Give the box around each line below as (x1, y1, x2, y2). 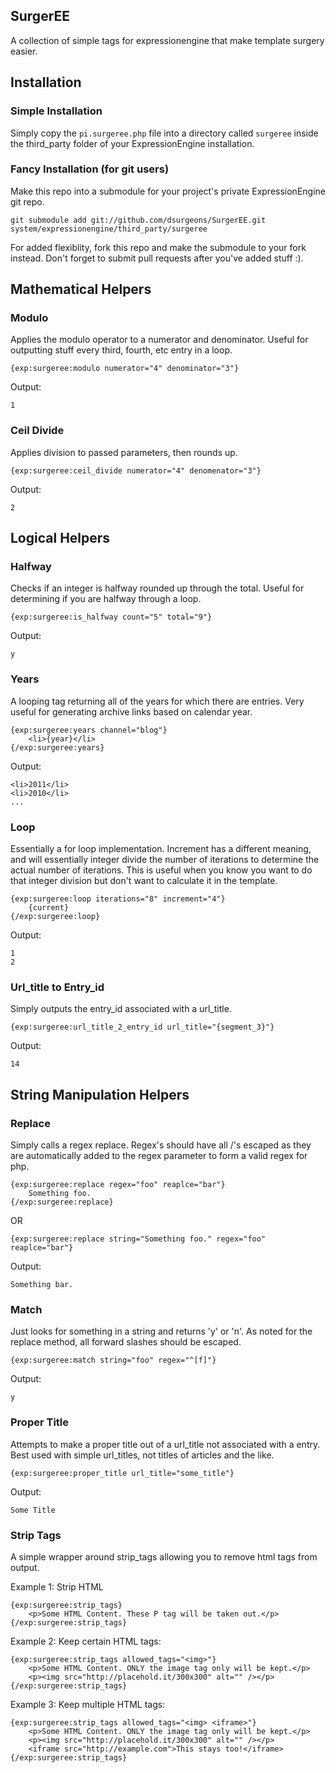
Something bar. (10, 1280, 74, 1290)
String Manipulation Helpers (10, 1086, 190, 1103)
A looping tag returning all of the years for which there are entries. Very (10, 695, 305, 707)
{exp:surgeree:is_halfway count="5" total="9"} (10, 612, 213, 623)
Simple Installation (10, 104, 103, 118)
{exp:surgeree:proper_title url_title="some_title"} (10, 1468, 235, 1478)
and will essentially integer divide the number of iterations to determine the (10, 854, 320, 866)
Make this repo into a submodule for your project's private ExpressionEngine (10, 185, 326, 197)
